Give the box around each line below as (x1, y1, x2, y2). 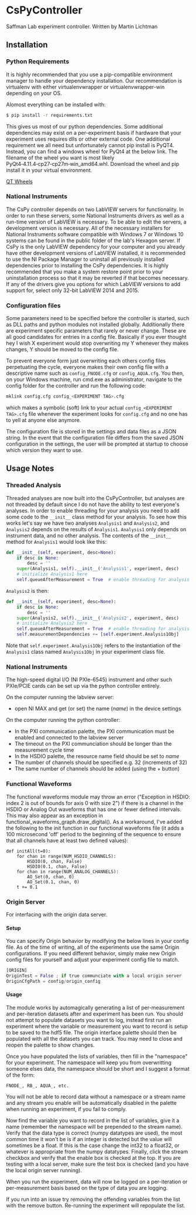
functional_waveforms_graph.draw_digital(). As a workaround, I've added (6, 818, 183, 825)
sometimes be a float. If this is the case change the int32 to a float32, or (6, 1142, 180, 1149)
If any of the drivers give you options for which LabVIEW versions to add (6, 280, 181, 287)
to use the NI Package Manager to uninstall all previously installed (6, 256, 165, 263)
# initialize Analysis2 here (16, 620, 88, 626)
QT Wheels (6, 178, 33, 185)
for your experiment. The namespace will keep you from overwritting (6, 1059, 171, 1066)
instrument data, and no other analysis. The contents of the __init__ (6, 532, 171, 539)
